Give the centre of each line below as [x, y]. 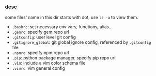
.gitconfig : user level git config [44, 37]
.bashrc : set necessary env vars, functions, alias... [62, 27]
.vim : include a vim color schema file [49, 63]
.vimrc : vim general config [39, 68]
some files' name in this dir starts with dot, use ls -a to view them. [72, 18]
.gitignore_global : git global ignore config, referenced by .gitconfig [81, 42]
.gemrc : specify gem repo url [40, 32]
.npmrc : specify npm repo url [40, 53]
